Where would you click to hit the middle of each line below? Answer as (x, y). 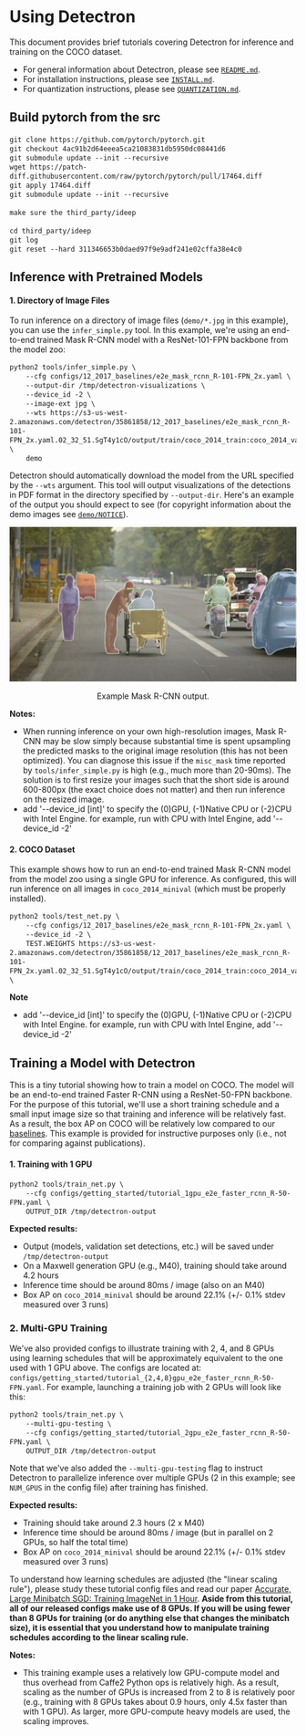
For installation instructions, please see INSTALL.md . (118, 78)
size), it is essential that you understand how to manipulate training (139, 1627)
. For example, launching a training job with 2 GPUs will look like (162, 1387)
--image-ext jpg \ (61, 404)
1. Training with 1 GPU (51, 1164)
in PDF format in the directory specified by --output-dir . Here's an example (152, 495)
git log (24, 240)
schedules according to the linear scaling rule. (99, 1637)
